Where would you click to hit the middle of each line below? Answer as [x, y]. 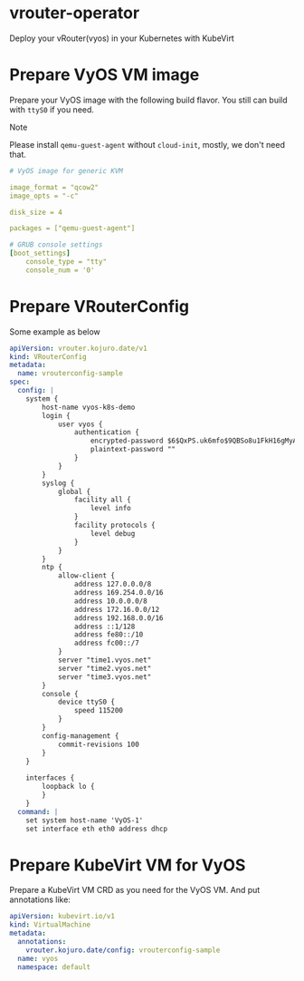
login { [56, 415]
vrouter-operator [75, 13]
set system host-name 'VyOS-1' [85, 820]
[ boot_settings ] [40, 253]
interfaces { [50, 778]
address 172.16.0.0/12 [117, 609]
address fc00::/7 [107, 643]
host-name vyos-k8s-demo [89, 407]
